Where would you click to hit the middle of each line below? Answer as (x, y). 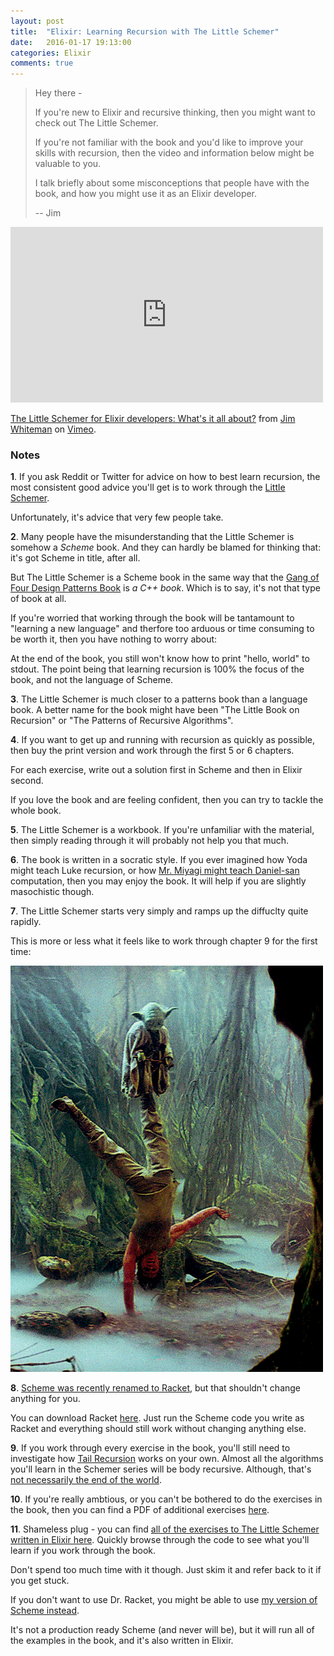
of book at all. (38, 599)
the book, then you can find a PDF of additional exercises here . (140, 1510)
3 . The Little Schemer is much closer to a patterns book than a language (159, 699)
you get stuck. (40, 1581)
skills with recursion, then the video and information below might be (174, 153)
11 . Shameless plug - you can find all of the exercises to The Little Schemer (165, 1529)
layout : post (37, 21)
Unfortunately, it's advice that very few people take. (117, 517)
